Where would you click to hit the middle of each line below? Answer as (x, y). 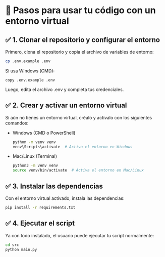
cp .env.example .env (28, 61)
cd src (12, 245)
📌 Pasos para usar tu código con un (80, 10)
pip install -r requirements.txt (40, 207)
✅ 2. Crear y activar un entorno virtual (66, 105)
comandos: (17, 123)
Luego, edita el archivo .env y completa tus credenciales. (65, 89)
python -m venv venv (34, 142)
